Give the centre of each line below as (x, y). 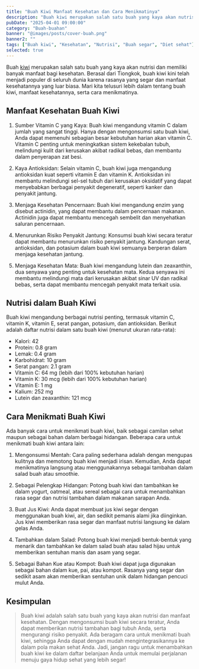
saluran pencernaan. (40, 223)
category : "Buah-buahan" (37, 28)
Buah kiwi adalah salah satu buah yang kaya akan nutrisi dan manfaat (105, 616)
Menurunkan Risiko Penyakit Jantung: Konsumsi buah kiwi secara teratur (104, 235)
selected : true (25, 50)
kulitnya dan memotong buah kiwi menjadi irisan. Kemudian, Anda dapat (102, 461)
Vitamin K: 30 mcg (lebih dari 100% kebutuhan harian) (81, 379)
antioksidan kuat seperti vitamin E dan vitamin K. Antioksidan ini (92, 174)
